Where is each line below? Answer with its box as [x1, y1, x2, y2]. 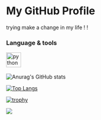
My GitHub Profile [6, 4, 96, 18]
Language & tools [6, 39, 57, 47]
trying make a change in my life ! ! [6, 24, 89, 31]
